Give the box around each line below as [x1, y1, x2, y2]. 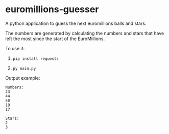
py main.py [12, 66, 36, 71]
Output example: [5, 75, 40, 81]
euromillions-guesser [5, 4, 99, 15]
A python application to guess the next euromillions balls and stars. [5, 20, 147, 26]
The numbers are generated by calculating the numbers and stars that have [5, 30, 164, 36]
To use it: [5, 45, 25, 51]
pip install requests [12, 56, 59, 61]
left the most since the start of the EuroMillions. [5, 36, 105, 42]
